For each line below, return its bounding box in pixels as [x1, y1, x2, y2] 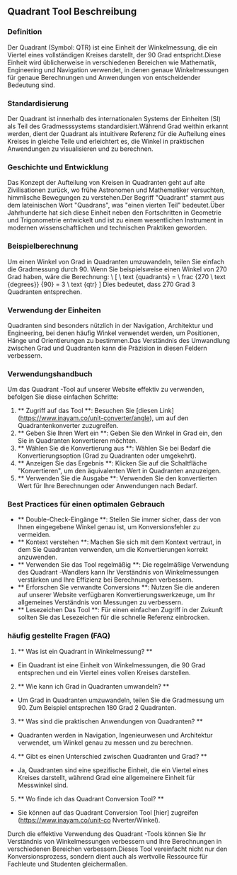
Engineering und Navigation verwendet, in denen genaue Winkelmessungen [7, 65, 229, 74]
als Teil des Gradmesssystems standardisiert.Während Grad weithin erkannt [7, 122, 229, 130]
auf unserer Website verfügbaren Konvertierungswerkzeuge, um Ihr [17, 591, 216, 599]
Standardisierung [7, 98, 69, 108]
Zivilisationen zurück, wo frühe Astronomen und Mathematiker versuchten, [7, 186, 226, 194]
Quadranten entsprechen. [7, 287, 83, 296]
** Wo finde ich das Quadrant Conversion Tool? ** [17, 794, 164, 803]
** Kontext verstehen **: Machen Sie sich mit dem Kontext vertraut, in [17, 538, 221, 546]
